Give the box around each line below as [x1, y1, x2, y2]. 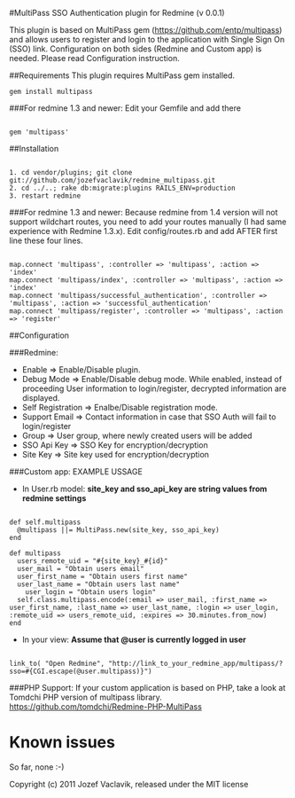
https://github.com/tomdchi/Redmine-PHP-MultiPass [9, 701, 202, 712]
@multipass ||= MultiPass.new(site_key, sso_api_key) [17, 526, 220, 535]
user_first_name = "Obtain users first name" [17, 572, 189, 581]
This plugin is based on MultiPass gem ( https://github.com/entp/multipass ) [9, 25, 283, 35]
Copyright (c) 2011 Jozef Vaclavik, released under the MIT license [9, 778, 249, 789]
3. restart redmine [9, 192, 82, 200]
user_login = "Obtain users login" [25, 588, 157, 597]
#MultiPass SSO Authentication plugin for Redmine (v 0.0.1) [9, 8, 225, 18]
